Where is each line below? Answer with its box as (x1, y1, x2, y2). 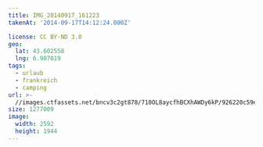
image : (8, 113, 30, 121)
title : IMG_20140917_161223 (8, 11, 100, 20)
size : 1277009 (8, 106, 55, 113)
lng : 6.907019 (15, 55, 61, 63)
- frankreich (15, 76, 58, 84)
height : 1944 (15, 127, 58, 135)
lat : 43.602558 (15, 48, 65, 56)
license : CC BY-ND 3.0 (8, 33, 82, 41)
